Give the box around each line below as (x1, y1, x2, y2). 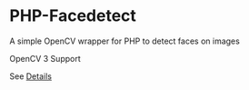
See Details (9, 70, 53, 82)
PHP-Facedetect (9, 5, 136, 26)
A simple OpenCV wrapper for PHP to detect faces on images (9, 35, 241, 46)
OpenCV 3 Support (9, 53, 81, 64)
